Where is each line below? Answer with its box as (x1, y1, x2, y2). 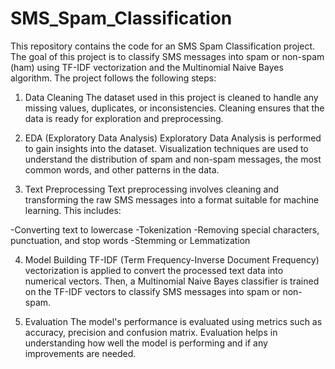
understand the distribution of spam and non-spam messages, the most (24, 153, 322, 165)
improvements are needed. (24, 347, 137, 359)
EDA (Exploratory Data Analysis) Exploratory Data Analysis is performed (24, 132, 322, 144)
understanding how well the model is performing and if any (24, 337, 268, 349)
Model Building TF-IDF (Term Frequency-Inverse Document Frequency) (24, 253, 320, 266)
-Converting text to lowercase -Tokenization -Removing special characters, (10, 223, 320, 236)
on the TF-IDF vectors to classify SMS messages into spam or (24, 285, 281, 297)
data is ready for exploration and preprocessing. (24, 112, 224, 124)
